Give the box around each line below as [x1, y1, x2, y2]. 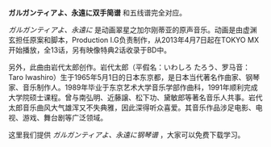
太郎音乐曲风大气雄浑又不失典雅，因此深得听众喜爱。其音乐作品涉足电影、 [8, 103, 256, 112]
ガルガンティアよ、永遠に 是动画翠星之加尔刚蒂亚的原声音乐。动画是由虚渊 [8, 25, 257, 35]
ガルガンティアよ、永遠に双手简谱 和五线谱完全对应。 [8, 8, 187, 17]
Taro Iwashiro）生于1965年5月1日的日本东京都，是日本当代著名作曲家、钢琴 [8, 73, 261, 82]
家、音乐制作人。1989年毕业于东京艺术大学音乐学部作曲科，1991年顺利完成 [8, 82, 258, 92]
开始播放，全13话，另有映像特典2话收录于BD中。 [8, 45, 172, 55]
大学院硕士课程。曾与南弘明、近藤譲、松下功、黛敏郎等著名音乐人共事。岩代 [8, 93, 263, 102]
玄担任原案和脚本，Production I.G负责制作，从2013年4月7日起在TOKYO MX [8, 36, 260, 44]
